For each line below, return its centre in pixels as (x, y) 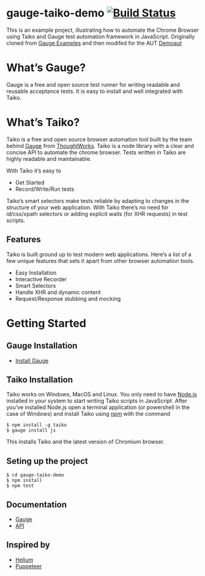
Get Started (30, 182)
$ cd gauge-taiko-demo (35, 475)
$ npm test (20, 486)
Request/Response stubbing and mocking (68, 298)
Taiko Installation (40, 380)
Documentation (37, 504)
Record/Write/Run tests (45, 189)
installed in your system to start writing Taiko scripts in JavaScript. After (97, 401)
